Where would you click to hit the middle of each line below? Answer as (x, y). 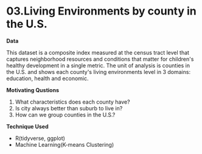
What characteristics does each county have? (72, 102)
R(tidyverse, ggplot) (40, 138)
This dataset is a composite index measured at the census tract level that (98, 52)
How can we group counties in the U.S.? (65, 115)
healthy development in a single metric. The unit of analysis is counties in (98, 65)
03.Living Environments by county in (101, 11)
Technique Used (27, 126)
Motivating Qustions (33, 90)
